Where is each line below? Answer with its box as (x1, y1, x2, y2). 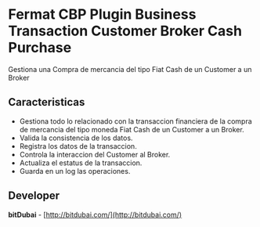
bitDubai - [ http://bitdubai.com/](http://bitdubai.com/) (8, 210, 182, 219)
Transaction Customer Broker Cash (8, 22, 243, 40)
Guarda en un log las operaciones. (19, 166, 131, 175)
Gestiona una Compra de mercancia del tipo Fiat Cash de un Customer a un (8, 64, 252, 74)
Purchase (8, 39, 72, 56)
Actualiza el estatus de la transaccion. (19, 158, 143, 168)
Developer (8, 189, 60, 203)
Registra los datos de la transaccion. (19, 141, 137, 150)
